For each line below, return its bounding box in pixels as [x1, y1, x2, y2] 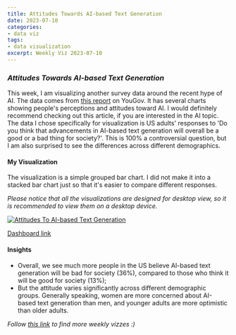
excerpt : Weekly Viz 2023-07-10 [7, 50, 102, 57]
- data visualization [7, 43, 71, 50]
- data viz [7, 30, 39, 37]
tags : [7, 37, 23, 44]
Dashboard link [7, 229, 51, 238]
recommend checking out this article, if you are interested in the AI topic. [7, 111, 219, 120]
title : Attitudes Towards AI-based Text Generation [7, 10, 162, 18]
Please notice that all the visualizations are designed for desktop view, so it [7, 195, 227, 203]
